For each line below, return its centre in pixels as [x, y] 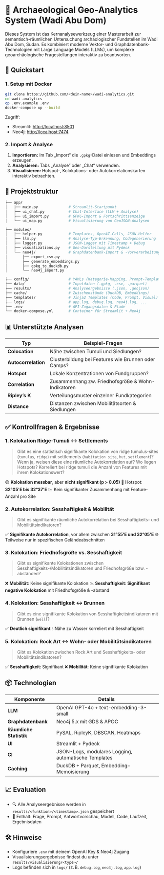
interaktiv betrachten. [34, 176]
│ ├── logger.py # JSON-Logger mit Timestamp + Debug [75, 243]
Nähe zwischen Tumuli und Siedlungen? [95, 352]
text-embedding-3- [123, 707]
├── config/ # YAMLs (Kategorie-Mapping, [66, 279]
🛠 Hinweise [24, 838]
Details [106, 699]
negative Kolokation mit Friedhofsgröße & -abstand [57, 590]
